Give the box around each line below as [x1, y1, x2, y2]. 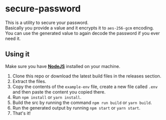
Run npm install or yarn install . [12, 94, 81, 100]
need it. [5, 35, 21, 41]
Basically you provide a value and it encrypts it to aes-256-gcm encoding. [5, 24, 154, 30]
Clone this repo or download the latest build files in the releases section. [12, 73, 161, 79]
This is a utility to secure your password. [5, 19, 89, 25]
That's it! [12, 110, 31, 116]
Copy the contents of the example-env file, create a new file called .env [12, 83, 158, 89]
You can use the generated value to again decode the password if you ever [5, 30, 160, 36]
